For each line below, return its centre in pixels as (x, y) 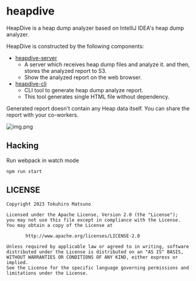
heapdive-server (36, 58)
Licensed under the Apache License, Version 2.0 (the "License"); (92, 215)
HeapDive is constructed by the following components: (75, 46)
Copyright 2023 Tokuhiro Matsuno (49, 204)
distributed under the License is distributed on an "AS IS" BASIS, (95, 252)
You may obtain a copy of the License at (60, 225)
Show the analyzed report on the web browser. (83, 77)
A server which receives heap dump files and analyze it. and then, (107, 64)
